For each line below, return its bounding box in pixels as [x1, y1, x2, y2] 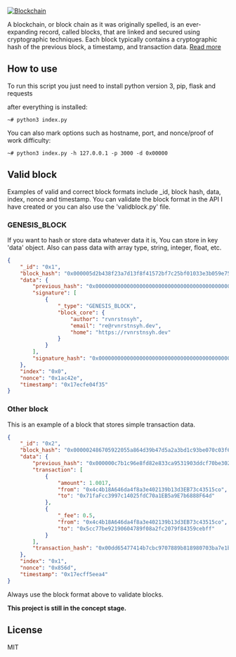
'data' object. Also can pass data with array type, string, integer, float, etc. [7, 243, 222, 252]
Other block [7, 404, 48, 414]
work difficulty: [7, 136, 51, 144]
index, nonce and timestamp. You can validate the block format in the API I [7, 195, 223, 203]
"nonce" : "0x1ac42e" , [20, 375, 83, 382]
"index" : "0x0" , [20, 367, 68, 375]
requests [7, 89, 33, 98]
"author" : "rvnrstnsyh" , [70, 316, 143, 323]
